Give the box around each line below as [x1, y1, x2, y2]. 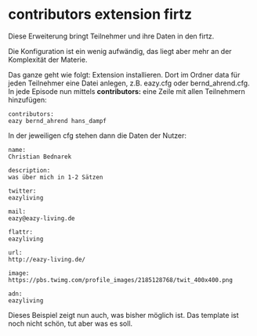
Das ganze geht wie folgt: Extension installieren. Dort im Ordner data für [8, 70, 241, 79]
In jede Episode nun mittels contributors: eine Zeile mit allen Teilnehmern [8, 86, 245, 96]
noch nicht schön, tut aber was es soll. [8, 319, 133, 328]
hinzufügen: [8, 95, 47, 104]
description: [8, 166, 51, 174]
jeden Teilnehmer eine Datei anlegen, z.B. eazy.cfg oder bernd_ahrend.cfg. [8, 78, 250, 88]
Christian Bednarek [8, 153, 72, 161]
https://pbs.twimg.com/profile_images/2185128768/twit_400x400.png [8, 276, 233, 284]
